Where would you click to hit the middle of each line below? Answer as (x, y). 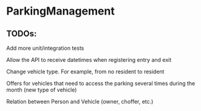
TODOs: (22, 34)
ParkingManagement (61, 11)
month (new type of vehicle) (42, 90)
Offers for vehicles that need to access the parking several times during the (101, 83)
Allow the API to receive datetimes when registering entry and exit (89, 60)
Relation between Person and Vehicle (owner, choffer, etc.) (80, 102)
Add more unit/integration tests (45, 48)
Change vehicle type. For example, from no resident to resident (85, 72)
